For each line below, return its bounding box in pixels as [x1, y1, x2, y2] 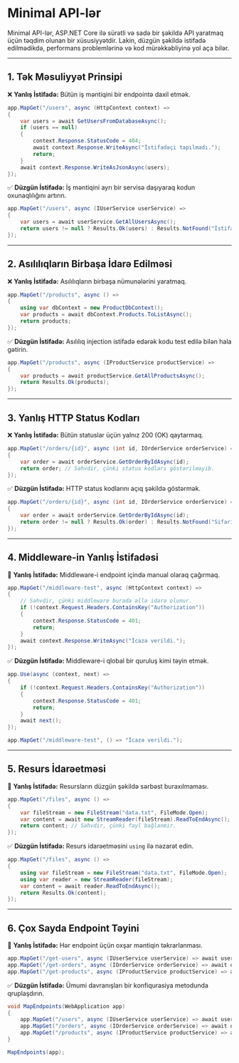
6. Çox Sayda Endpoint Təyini [7, 922, 139, 934]
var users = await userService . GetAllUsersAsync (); [20, 219, 176, 226]
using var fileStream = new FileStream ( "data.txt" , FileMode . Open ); [20, 869, 228, 876]
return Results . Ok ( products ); [20, 379, 110, 386]
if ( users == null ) [20, 124, 78, 131]
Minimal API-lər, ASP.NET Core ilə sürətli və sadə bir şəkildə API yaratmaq [7, 28, 224, 37]
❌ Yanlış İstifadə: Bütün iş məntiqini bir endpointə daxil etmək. [7, 90, 191, 98]
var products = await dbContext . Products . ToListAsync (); [20, 311, 193, 318]
